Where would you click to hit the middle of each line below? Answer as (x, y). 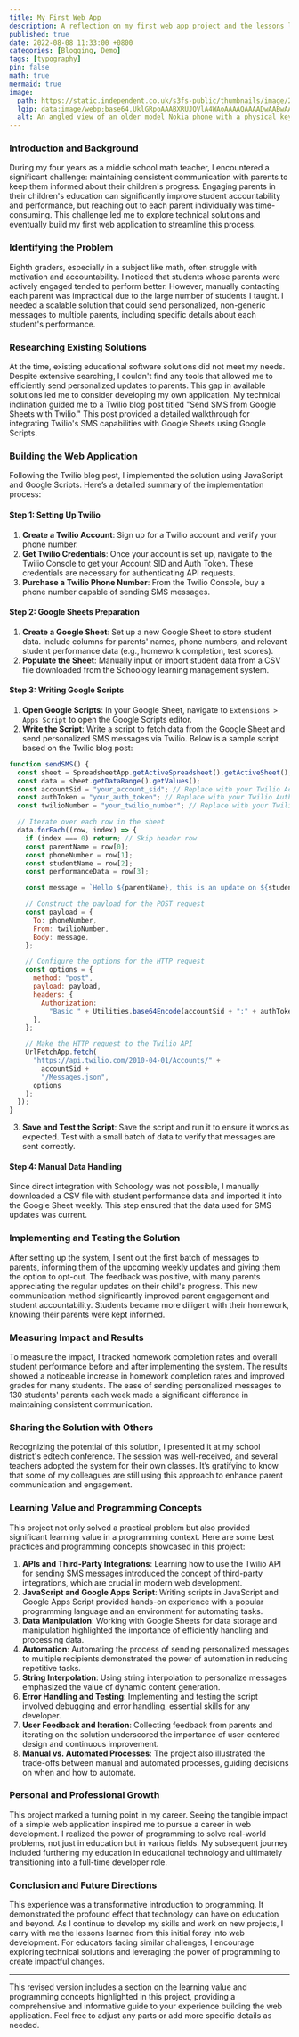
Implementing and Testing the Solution (95, 1238)
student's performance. (53, 324)
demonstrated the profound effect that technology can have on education (144, 1914)
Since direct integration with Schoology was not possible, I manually (134, 1187)
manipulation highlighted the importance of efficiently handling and (145, 1630)
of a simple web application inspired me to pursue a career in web (130, 1824)
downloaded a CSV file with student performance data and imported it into (146, 1196)
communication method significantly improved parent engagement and (139, 1296)
